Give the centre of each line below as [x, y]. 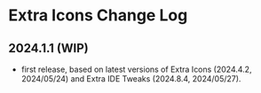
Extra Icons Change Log [98, 15]
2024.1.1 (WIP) [49, 48]
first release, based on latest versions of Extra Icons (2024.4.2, [136, 69]
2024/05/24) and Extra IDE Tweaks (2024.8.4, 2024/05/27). [131, 79]
